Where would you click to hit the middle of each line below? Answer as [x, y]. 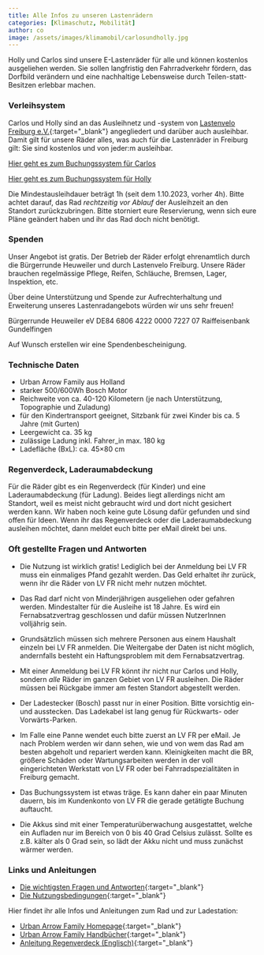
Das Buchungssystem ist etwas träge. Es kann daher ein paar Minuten [133, 792]
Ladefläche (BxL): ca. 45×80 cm [72, 449]
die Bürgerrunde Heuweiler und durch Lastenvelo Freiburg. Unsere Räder [127, 264]
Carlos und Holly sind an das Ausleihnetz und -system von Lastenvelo [122, 122]
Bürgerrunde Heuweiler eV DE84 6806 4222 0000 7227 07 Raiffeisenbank [129, 320]
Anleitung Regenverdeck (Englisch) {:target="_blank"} [106, 943]
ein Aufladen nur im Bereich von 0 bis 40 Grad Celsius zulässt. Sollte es [136, 833]
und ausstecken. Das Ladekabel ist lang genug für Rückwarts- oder [129, 711]
